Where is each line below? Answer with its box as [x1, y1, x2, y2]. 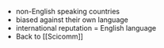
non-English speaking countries [15, 7, 120, 16]
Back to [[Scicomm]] [15, 31, 83, 41]
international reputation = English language [15, 24, 157, 32]
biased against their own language [15, 15, 128, 24]
